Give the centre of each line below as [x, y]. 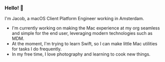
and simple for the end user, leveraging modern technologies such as [82, 33]
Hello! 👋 [14, 8]
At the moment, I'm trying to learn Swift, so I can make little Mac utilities [84, 44]
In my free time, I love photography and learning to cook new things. [81, 54]
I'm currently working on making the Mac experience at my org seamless [86, 28]
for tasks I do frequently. [37, 49]
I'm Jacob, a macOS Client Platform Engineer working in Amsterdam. [74, 19]
